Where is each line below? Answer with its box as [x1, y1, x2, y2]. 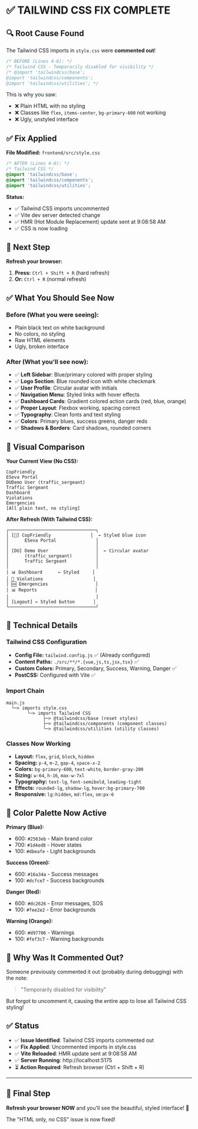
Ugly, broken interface [14, 343, 69, 350]
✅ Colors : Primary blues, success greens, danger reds [14, 418, 148, 425]
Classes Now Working [6, 739, 71, 748]
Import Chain [6, 686, 45, 694]
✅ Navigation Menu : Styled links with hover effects [14, 391, 140, 398]
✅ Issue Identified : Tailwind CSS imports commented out [14, 1037, 154, 1044]
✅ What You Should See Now [6, 292, 115, 303]
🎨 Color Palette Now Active [6, 808, 107, 818]
